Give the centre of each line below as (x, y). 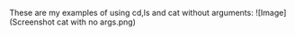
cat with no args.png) (97, 22)
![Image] (271, 13)
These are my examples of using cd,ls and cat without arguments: (131, 13)
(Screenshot (32, 22)
